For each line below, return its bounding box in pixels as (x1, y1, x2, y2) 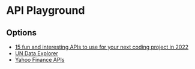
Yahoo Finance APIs (14, 56, 65, 63)
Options (6, 28, 37, 38)
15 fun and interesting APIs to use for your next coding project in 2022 (14, 43, 189, 50)
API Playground (6, 4, 85, 17)
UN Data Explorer (14, 50, 58, 57)
